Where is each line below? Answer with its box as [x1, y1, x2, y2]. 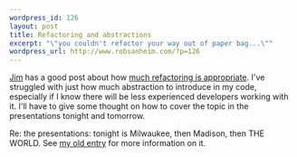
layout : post [9, 22, 59, 31]
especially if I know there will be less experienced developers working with [9, 92, 289, 103]
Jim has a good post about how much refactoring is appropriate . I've [9, 72, 265, 83]
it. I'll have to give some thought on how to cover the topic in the [9, 101, 249, 112]
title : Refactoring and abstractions [9, 30, 152, 39]
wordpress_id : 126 [9, 13, 79, 23]
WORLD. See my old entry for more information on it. [9, 138, 206, 149]
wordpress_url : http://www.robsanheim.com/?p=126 [9, 47, 201, 56]
